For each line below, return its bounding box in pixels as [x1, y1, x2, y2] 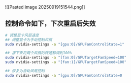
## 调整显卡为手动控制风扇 [5, 37, 53, 42]
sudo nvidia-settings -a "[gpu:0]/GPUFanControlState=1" [5, 41, 125, 47]
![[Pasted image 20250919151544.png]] [5, 4, 85, 10]
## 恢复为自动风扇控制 [5, 68, 45, 74]
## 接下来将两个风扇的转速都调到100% [5, 51, 72, 56]
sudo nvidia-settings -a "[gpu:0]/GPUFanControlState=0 [5, 73, 122, 78]
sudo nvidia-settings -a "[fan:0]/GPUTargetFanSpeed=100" [5, 55, 127, 60]
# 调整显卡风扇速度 [5, 33, 39, 38]
